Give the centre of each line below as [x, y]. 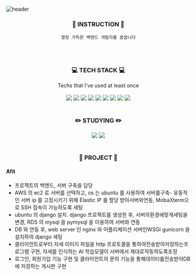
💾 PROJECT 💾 [98, 157]
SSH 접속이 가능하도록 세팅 [52, 207]
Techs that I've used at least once [98, 85]
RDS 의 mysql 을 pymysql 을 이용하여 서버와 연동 [84, 222]
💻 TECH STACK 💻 [98, 71]
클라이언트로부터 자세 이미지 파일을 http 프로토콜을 [72, 244]
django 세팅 [49, 237]
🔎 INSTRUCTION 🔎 [98, 24]
